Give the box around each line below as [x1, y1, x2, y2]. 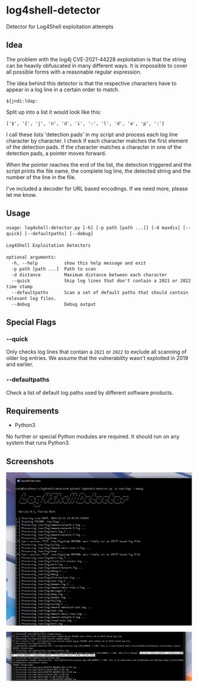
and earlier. [6, 361, 34, 368]
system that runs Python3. [6, 440, 70, 447]
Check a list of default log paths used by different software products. [6, 389, 174, 396]
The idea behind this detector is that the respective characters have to [6, 80, 177, 87]
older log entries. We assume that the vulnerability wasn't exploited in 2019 [6, 355, 189, 362]
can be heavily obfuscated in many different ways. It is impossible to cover [6, 62, 187, 69]
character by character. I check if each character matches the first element [6, 137, 189, 144]
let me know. [6, 191, 37, 198]
